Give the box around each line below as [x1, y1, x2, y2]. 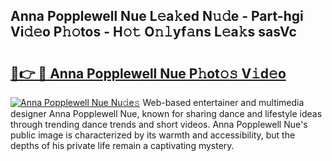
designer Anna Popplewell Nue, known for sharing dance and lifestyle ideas [10, 108, 323, 119]
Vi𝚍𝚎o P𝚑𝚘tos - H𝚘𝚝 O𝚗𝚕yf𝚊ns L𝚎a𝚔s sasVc [10, 24, 297, 41]
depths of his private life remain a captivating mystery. [10, 140, 235, 151]
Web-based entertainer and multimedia [142, 97, 305, 108]
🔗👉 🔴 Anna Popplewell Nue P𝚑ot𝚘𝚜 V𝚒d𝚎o [10, 65, 287, 82]
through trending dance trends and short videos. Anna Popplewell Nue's [10, 119, 308, 130]
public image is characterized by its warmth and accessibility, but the [10, 129, 296, 141]
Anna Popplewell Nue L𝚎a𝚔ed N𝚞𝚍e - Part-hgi [10, 8, 304, 25]
